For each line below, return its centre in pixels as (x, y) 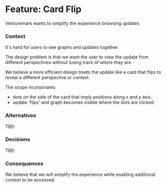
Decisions (18, 140)
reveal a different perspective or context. (48, 78)
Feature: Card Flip (43, 9)
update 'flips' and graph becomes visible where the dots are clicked (83, 102)
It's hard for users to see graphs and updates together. (62, 47)
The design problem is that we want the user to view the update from (77, 57)
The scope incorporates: (31, 87)
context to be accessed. (30, 180)
